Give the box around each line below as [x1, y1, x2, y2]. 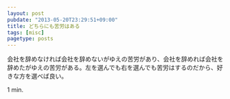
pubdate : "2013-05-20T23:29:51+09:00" [7, 16, 118, 23]
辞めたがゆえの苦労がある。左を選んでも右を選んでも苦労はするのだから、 [7, 63, 218, 72]
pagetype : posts [7, 36, 54, 42]
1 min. [7, 86, 24, 94]
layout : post [7, 10, 45, 17]
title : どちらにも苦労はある [7, 23, 80, 29]
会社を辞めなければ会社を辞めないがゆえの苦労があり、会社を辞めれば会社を [7, 55, 224, 63]
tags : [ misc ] [7, 29, 45, 36]
